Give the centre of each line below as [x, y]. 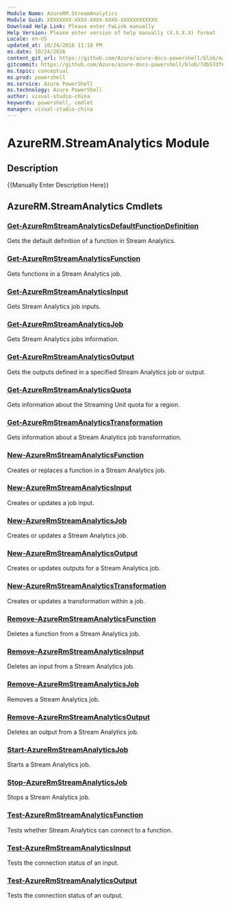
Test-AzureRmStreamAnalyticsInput [69, 848]
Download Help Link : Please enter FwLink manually [81, 26]
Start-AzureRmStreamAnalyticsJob [68, 750]
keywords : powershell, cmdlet [50, 103]
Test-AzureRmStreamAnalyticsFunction [75, 815]
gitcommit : [23, 65]
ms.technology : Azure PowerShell [55, 90]
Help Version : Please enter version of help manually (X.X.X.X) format [111, 33]
